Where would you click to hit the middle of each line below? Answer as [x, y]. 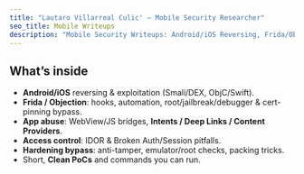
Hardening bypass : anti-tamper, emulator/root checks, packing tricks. [153, 151]
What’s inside [49, 71]
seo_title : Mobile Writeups [62, 26]
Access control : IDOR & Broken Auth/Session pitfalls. [122, 141]
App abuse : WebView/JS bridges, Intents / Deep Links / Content [143, 122]
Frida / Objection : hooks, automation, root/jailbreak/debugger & [141, 102]
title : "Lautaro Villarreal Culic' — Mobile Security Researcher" [137, 18]
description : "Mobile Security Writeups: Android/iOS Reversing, [135, 34]
